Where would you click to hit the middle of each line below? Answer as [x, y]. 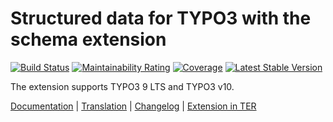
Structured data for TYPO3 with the [161, 18]
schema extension [88, 39]
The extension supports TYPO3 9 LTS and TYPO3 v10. [122, 86]
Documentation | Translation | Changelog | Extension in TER [133, 106]
